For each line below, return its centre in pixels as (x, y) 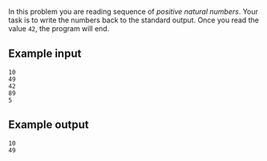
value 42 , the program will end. (59, 28)
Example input (45, 54)
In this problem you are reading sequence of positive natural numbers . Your (133, 12)
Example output (49, 125)
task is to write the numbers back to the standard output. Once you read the (133, 20)
